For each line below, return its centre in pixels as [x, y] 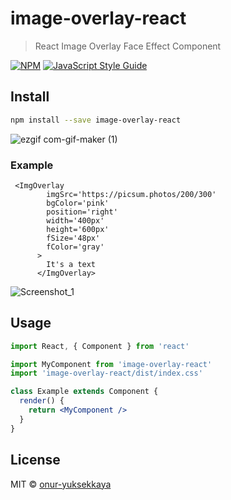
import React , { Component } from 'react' [100, 346]
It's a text [71, 264]
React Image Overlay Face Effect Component [128, 46]
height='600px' [78, 229]
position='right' [82, 212]
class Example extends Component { [84, 392]
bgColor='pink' [78, 203]
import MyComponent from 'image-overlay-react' [111, 364]
